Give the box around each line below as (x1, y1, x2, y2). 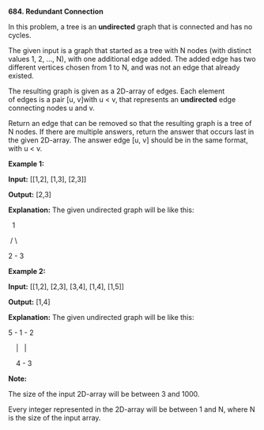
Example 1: (8, 159, 45, 169)
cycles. (8, 31, 32, 40)
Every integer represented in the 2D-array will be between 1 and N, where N (8, 405, 255, 414)
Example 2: (8, 267, 46, 276)
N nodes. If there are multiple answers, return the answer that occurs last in (8, 127, 255, 136)
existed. (8, 71, 34, 80)
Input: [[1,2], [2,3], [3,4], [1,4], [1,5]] (8, 282, 125, 291)
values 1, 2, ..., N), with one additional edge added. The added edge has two (8, 55, 256, 63)
